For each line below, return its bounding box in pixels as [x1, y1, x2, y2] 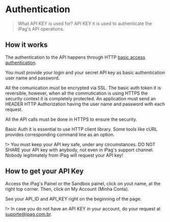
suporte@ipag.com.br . [5, 211, 52, 217]
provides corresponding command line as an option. [5, 131, 115, 137]
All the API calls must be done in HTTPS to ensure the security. [5, 116, 137, 122]
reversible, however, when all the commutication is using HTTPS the [5, 90, 148, 96]
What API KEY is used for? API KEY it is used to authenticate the [17, 20, 152, 26]
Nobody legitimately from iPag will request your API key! [5, 152, 123, 158]
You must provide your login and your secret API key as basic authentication [5, 69, 165, 75]
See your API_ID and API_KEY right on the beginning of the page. [5, 196, 141, 202]
